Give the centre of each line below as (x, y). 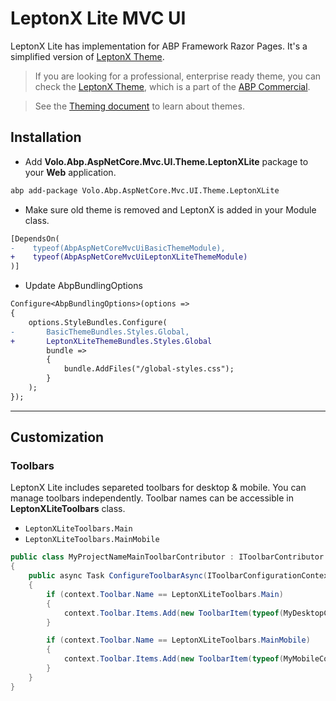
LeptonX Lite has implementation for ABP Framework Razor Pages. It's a (159, 46)
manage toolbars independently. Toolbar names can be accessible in (152, 498)
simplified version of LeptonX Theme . (87, 56)
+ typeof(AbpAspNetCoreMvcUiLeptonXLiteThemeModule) (129, 257)
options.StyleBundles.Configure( (98, 322)
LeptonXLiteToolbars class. (68, 509)
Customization (57, 437)
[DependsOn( (35, 238)
